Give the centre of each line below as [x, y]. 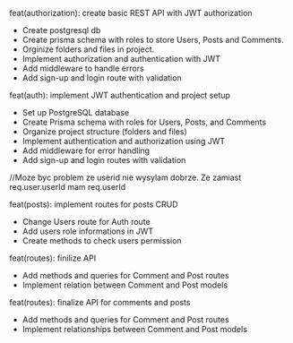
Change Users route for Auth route [86, 222]
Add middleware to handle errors [83, 68]
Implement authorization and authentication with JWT [121, 59]
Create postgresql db [61, 30]
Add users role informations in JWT [88, 231]
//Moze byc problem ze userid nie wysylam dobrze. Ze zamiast [125, 177]
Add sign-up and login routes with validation [104, 160]
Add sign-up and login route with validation [102, 78]
